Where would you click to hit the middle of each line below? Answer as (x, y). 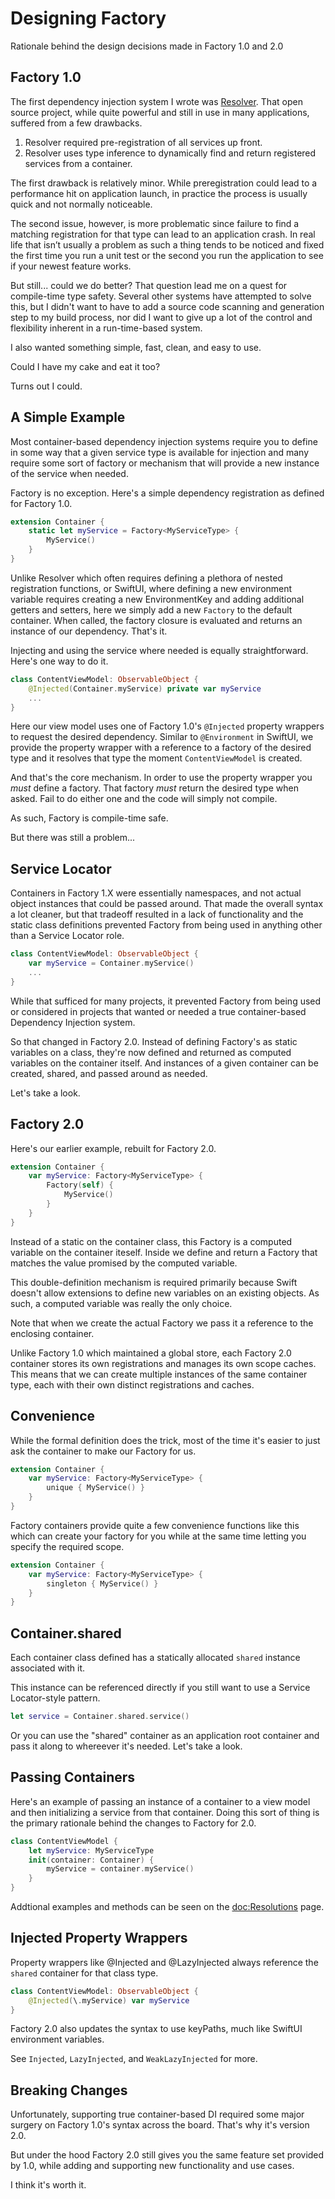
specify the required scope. (67, 1546)
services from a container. (78, 163)
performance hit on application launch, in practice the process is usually (159, 193)
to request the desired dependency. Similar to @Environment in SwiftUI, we (162, 737)
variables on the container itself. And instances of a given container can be (164, 1063)
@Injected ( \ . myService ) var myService (109, 2000)
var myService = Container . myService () (111, 963)
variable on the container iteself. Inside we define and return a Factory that (164, 1252)
